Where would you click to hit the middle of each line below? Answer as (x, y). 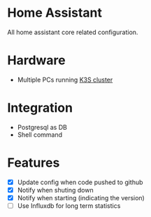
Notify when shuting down (55, 190)
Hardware (36, 60)
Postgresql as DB (42, 127)
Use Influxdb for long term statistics (69, 205)
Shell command (40, 135)
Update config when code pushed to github (80, 182)
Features (34, 163)
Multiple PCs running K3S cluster (65, 80)
